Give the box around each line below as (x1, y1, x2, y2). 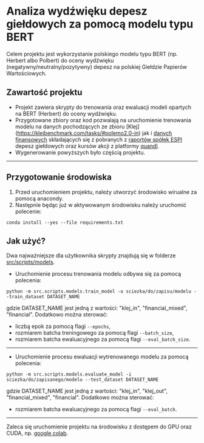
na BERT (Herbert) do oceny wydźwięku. (15, 110, 118, 117)
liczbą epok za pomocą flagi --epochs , (15, 323, 111, 330)
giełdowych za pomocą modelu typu (6, 17, 194, 31)
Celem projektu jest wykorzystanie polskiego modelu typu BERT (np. (6, 50, 178, 57)
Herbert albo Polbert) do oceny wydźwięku (6, 57, 114, 64)
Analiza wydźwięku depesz (6, 4, 148, 18)
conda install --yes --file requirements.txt (6, 219, 123, 226)
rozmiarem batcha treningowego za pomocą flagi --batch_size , (15, 329, 174, 337)
